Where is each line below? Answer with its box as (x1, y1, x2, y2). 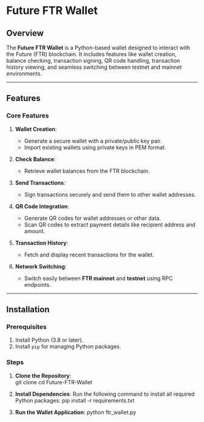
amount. (24, 227, 46, 234)
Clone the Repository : (15, 372, 72, 379)
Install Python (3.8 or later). (15, 336, 84, 344)
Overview (6, 28, 44, 38)
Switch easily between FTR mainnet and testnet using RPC (24, 275, 173, 282)
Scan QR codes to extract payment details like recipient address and (24, 220, 195, 228)
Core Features (6, 111, 49, 120)
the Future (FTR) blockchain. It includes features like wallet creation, (6, 51, 177, 58)
